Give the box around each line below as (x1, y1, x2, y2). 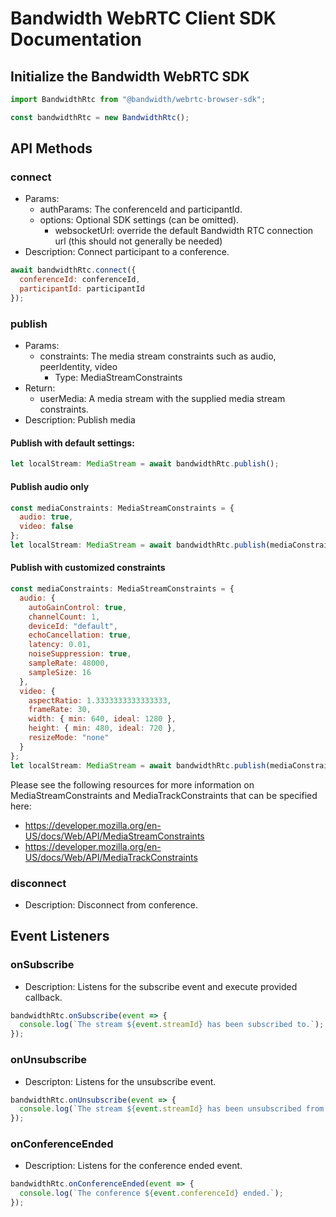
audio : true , (19, 512, 74, 522)
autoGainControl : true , (28, 602, 128, 612)
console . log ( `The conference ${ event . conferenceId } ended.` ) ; (19, 1188, 284, 1199)
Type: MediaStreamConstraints (54, 372, 183, 384)
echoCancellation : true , (28, 630, 132, 641)
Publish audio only (10, 480, 90, 492)
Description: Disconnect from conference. (24, 898, 199, 911)
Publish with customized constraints (10, 562, 166, 574)
